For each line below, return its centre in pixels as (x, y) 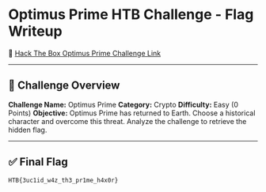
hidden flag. (28, 130)
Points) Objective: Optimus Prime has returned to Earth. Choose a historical (132, 113)
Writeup (35, 31)
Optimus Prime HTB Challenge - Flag (131, 15)
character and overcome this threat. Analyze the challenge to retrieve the (127, 121)
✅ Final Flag (38, 162)
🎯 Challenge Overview (64, 86)
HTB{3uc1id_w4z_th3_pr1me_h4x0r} (63, 180)
